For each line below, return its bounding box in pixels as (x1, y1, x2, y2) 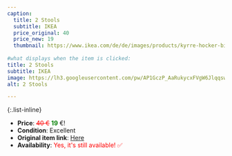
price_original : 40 (13, 29, 70, 37)
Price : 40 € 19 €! (17, 119, 66, 128)
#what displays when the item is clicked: (7, 55, 131, 62)
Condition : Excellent (17, 126, 76, 135)
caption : (7, 10, 32, 17)
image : (7, 74, 26, 81)
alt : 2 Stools (7, 81, 48, 88)
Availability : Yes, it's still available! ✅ (17, 141, 123, 149)
